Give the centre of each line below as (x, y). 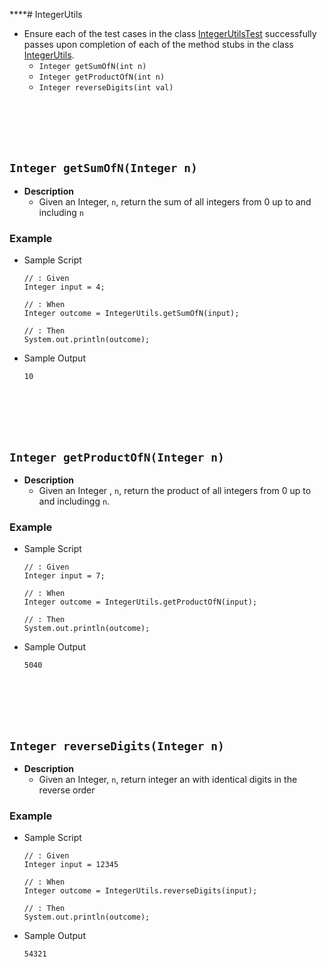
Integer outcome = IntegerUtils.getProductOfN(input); (140, 602)
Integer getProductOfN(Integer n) (117, 457)
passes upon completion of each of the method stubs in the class (158, 44)
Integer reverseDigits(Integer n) (117, 746)
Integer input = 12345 (71, 865)
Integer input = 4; (64, 287)
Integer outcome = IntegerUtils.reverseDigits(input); (140, 891)
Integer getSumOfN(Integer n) (103, 168)
